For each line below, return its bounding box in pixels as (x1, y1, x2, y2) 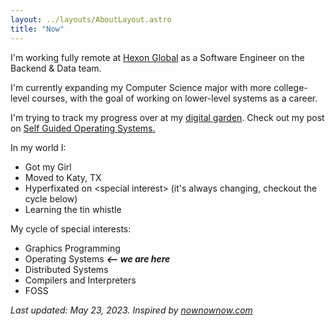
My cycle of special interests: (10, 222, 132, 235)
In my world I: (10, 141, 67, 153)
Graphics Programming (24, 242, 121, 254)
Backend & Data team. (10, 62, 102, 74)
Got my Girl (24, 161, 72, 173)
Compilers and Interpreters (24, 274, 137, 286)
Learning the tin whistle (24, 203, 122, 215)
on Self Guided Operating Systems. (10, 122, 156, 134)
